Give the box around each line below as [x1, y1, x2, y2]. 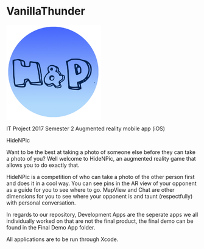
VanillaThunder [6, 4, 85, 18]
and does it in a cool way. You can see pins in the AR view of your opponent [6, 180, 197, 187]
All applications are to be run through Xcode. [6, 236, 119, 243]
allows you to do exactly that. [6, 161, 80, 169]
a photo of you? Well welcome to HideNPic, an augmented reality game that [6, 155, 196, 162]
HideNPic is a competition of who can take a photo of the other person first [6, 173, 195, 180]
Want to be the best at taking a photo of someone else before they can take [6, 148, 196, 156]
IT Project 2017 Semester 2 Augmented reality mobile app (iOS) [6, 125, 166, 132]
